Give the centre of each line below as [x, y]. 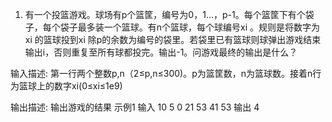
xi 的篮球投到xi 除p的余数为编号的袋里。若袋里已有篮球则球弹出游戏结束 [173, 39]
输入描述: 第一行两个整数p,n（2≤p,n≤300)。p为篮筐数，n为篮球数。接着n [161, 73]
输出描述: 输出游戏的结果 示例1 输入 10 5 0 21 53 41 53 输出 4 [135, 107]
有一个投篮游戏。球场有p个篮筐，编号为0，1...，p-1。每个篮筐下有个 [165, 14]
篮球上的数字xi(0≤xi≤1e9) [70, 86]
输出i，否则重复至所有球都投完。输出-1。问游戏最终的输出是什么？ [161, 52]
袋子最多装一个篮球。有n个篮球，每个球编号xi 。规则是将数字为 [190, 27]
